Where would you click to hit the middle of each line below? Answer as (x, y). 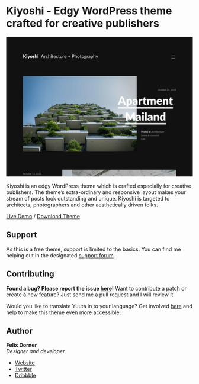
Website (25, 363)
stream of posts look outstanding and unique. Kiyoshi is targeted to (88, 198)
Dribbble (25, 375)
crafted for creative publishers (83, 23)
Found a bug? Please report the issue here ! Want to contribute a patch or (96, 288)
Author (19, 330)
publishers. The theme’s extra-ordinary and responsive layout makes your (96, 192)
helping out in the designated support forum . (61, 255)
